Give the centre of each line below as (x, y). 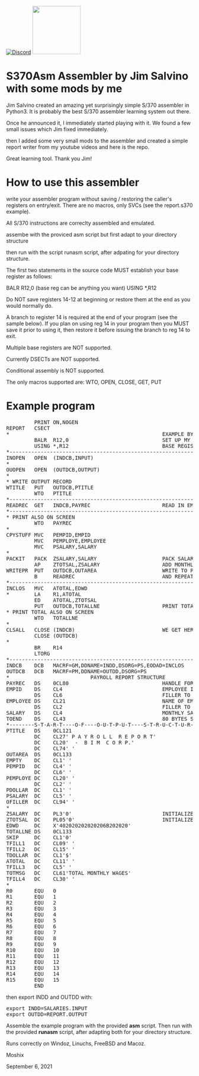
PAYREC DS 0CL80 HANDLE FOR (100, 683)
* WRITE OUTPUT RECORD (39, 481)
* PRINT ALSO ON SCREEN (41, 517)
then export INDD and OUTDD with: (49, 997)
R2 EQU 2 (31, 902)
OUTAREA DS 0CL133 (39, 754)
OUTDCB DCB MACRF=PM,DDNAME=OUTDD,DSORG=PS (76, 671)
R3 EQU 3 (31, 908)
